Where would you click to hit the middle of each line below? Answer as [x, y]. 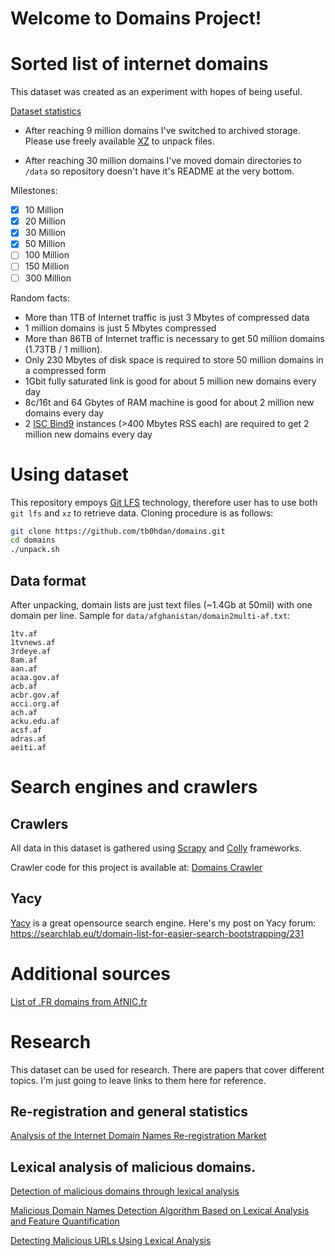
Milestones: [34, 191]
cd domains [33, 540]
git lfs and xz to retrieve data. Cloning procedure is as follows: [142, 513]
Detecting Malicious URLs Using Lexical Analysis [111, 1241]
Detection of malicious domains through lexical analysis [125, 1191]
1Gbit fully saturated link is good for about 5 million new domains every [170, 381]
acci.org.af [35, 703]
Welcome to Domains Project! [136, 18]
